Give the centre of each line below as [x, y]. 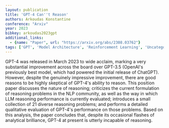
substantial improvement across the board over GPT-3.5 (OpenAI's [74, 67]
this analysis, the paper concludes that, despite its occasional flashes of [80, 115]
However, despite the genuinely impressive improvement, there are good [80, 77]
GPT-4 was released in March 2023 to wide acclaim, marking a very [76, 61]
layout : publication [27, 10]
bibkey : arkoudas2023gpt [31, 33]
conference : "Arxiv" [27, 24]
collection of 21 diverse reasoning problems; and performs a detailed [77, 104]
